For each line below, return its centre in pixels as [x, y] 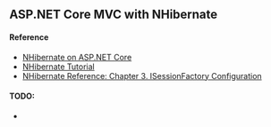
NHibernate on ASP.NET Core [77, 57]
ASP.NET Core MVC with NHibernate [114, 15]
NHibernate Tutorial [59, 67]
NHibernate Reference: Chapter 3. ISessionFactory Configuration [142, 75]
